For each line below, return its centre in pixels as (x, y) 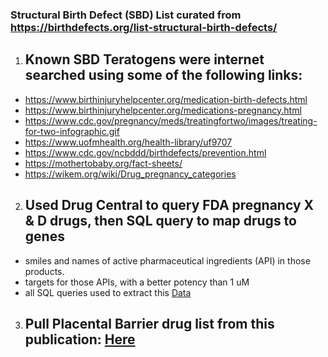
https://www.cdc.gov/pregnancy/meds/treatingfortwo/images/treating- (171, 120)
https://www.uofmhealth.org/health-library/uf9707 (128, 142)
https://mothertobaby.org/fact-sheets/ (103, 163)
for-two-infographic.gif (72, 131)
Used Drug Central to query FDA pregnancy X (169, 205)
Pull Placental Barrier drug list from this (149, 323)
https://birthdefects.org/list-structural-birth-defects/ (144, 27)
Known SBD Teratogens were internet (144, 59)
